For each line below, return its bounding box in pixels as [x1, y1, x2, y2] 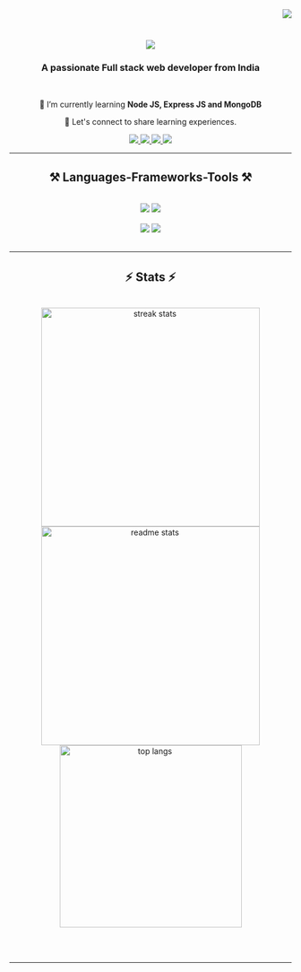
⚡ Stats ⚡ [125, 269, 176, 285]
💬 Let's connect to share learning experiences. [64, 117, 237, 127]
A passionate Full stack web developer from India [40, 62, 260, 74]
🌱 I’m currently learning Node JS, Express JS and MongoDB [39, 99, 262, 110]
